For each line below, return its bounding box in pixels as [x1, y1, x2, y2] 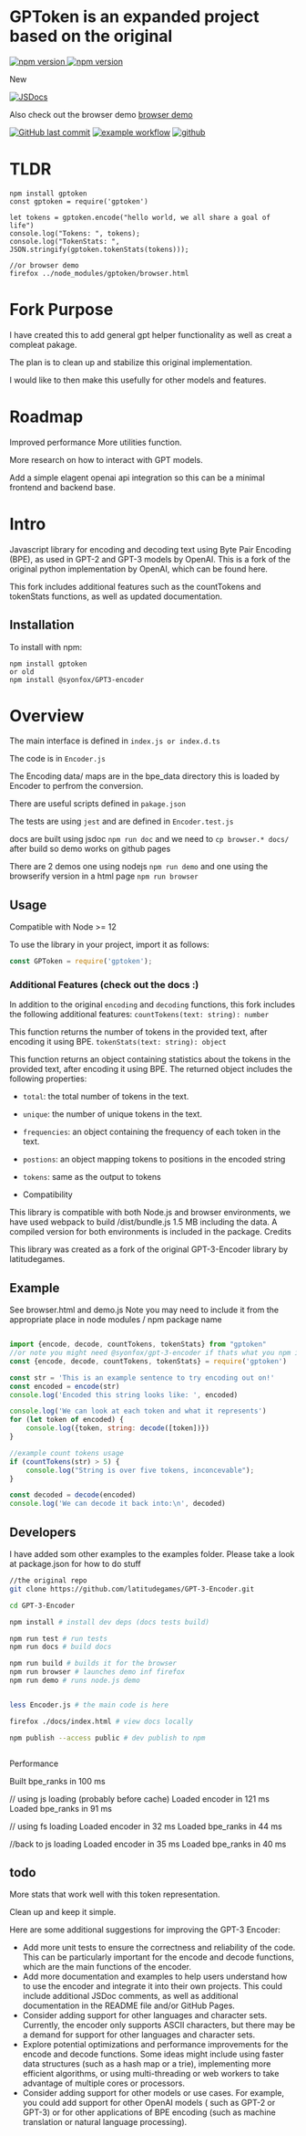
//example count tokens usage [9, 1448, 125, 1457]
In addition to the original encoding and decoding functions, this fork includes [9, 999, 296, 1010]
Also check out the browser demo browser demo [9, 109, 193, 120]
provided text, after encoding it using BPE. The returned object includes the [9, 1064, 293, 1075]
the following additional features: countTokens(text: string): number [9, 1009, 270, 1020]
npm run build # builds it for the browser [9, 1659, 178, 1668]
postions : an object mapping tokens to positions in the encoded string [22, 1153, 286, 1165]
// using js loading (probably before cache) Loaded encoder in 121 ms [9, 1793, 270, 1805]
